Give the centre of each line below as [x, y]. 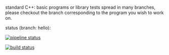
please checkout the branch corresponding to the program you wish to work [84, 13]
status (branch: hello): [28, 28]
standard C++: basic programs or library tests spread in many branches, [80, 7]
